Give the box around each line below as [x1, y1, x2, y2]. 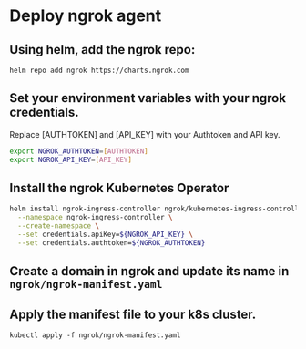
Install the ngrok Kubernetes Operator [9, 180, 229, 196]
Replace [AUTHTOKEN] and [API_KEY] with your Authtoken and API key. [9, 128, 280, 139]
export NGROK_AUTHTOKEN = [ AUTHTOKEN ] [9, 147, 148, 156]
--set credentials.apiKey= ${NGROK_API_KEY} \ [17, 230, 194, 239]
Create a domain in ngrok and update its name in [9, 263, 290, 279]
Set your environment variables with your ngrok [9, 90, 287, 106]
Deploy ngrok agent [9, 5, 162, 26]
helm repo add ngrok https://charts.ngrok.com [9, 66, 189, 75]
